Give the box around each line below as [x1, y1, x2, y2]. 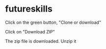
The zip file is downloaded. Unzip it [5, 38, 77, 44]
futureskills [5, 3, 53, 15]
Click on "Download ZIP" [5, 29, 55, 34]
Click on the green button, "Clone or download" [5, 19, 102, 25]
